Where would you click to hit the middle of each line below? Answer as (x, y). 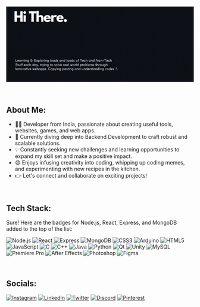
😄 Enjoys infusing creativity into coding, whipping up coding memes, (100, 163)
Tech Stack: (29, 208)
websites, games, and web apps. (55, 131)
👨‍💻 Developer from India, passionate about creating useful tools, (94, 124)
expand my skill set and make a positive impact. (74, 156)
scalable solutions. (38, 143)
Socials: (21, 283)
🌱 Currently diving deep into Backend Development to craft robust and (101, 137)
